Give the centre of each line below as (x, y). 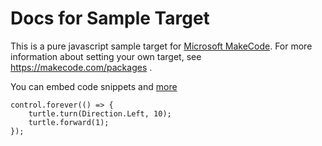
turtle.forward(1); (69, 122)
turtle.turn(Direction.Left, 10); (100, 113)
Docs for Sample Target (110, 18)
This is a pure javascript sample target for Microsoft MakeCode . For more (161, 46)
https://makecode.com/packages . (81, 67)
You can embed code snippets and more (94, 86)
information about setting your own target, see (106, 56)
